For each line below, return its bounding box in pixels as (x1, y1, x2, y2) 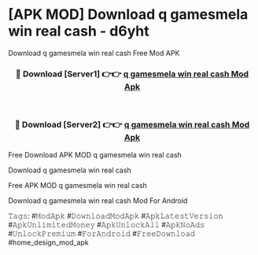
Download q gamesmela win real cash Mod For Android (8, 195, 188, 205)
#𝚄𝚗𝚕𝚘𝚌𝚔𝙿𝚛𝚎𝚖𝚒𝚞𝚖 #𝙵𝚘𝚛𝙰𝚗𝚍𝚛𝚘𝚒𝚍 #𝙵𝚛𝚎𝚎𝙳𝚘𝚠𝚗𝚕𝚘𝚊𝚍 (8, 228, 195, 238)
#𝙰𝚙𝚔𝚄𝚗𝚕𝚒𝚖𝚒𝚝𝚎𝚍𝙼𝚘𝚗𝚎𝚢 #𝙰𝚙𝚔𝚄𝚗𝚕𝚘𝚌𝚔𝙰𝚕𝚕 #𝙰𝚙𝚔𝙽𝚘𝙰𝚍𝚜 (8, 220, 205, 229)
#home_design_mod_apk (8, 238, 89, 247)
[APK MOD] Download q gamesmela (8, 6, 249, 24)
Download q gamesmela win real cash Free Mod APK (8, 48, 180, 57)
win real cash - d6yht (8, 22, 149, 40)
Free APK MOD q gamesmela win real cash (8, 180, 148, 190)
